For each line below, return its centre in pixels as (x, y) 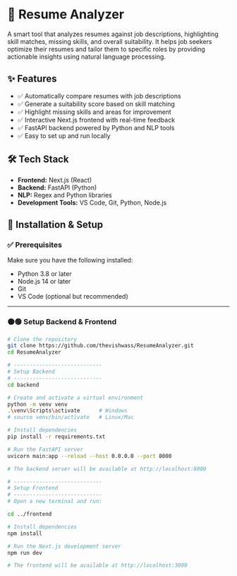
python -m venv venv (38, 404)
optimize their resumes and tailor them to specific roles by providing (107, 49)
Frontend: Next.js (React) (55, 180)
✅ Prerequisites (35, 245)
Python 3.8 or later (44, 274)
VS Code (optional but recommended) (73, 296)
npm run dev (25, 553)
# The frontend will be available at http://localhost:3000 (98, 565)
